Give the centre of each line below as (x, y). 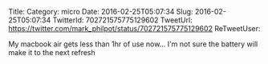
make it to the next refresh (52, 52)
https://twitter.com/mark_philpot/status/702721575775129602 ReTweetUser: (134, 28)
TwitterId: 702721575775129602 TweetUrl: (122, 20)
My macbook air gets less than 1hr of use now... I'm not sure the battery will (133, 44)
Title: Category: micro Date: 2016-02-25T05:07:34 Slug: (101, 12)
